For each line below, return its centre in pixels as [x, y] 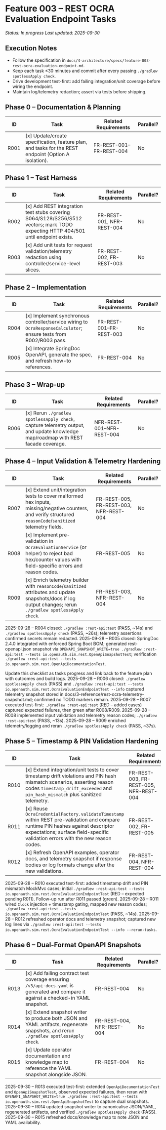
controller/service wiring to [57, 322]
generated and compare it [55, 992]
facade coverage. [46, 444]
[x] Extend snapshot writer [56, 1012]
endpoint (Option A [48, 154]
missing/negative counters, [57, 508]
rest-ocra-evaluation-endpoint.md [48, 66]
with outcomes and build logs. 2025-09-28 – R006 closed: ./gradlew [75, 678]
